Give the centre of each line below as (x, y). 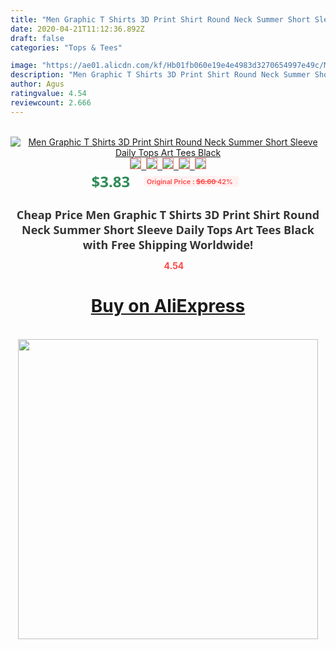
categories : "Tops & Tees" (66, 47)
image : (24, 66)
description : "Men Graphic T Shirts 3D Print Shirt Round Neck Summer (160, 75)
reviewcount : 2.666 (51, 102)
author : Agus (37, 84)
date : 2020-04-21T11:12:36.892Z (77, 29)
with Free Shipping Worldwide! (168, 244)
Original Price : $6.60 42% (189, 181)
